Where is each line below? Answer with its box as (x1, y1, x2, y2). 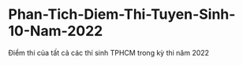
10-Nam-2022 (8, 22, 103, 40)
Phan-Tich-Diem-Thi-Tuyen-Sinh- (8, 5, 236, 23)
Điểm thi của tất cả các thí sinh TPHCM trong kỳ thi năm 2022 (8, 48, 210, 57)
